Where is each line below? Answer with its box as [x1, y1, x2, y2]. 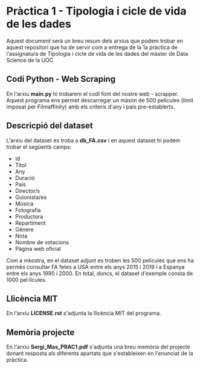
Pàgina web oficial [15, 245, 62, 252]
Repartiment [15, 219, 47, 227]
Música [15, 200, 34, 207]
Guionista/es [15, 193, 47, 201]
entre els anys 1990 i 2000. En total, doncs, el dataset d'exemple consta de [6, 270, 193, 277]
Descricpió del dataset [6, 121, 94, 131]
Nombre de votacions [15, 238, 69, 246]
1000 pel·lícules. [6, 276, 47, 283]
